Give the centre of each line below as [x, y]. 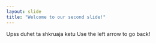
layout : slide [24, 11]
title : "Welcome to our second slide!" [56, 17]
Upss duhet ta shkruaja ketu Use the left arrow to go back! [78, 34]
